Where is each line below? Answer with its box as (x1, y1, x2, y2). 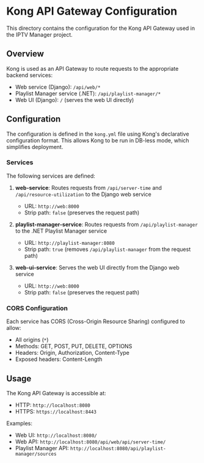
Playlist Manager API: (15, 444, 69, 451)
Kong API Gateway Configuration (6, 4, 178, 18)
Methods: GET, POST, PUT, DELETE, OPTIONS (15, 343, 133, 350)
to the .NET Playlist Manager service (15, 227, 107, 235)
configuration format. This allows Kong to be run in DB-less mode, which (6, 136, 189, 144)
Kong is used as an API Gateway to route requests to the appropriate (6, 65, 179, 72)
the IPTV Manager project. (6, 31, 73, 38)
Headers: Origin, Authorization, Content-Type (15, 349, 129, 357)
